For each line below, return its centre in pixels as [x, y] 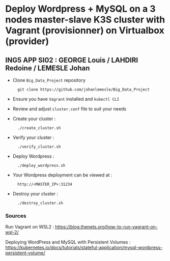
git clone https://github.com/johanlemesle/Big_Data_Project [84, 90]
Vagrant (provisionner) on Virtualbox [85, 31]
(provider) [27, 41]
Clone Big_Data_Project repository [49, 80]
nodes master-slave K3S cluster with [85, 20]
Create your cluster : [34, 119]
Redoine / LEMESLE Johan [48, 68]
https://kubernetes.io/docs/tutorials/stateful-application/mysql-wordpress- [84, 248]
